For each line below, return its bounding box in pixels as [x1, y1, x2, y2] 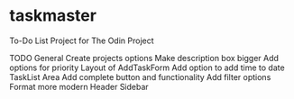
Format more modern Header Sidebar [9, 81, 149, 92]
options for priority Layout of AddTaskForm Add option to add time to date [9, 62, 286, 73]
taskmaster [9, 5, 97, 26]
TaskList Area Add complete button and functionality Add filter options [9, 71, 271, 82]
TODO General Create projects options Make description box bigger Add [9, 52, 280, 63]
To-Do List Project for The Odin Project [9, 35, 155, 46]
